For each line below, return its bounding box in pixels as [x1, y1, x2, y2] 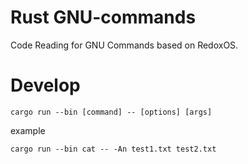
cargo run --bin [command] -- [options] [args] [10, 107, 213, 117]
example [10, 124, 46, 136]
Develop [10, 74, 81, 97]
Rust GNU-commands [10, 6, 197, 29]
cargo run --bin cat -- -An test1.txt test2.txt [10, 144, 217, 154]
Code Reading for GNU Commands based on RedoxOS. [10, 39, 239, 51]
